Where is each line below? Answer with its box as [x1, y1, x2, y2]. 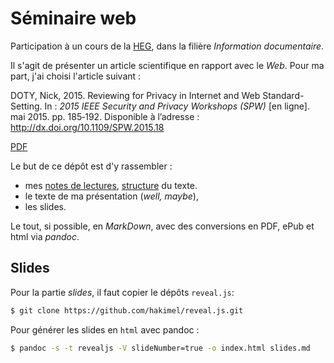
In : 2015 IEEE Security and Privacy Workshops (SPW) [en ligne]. [44, 100, 310, 112]
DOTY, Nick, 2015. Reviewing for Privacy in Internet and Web [10, 89, 261, 101]
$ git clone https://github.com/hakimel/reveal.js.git [10, 305, 244, 316]
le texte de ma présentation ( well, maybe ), [24, 190, 199, 202]
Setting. [10, 100, 43, 112]
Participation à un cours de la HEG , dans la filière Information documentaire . [10, 40, 325, 52]
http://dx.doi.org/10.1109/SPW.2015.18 [10, 121, 165, 133]
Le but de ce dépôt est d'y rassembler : [10, 160, 173, 172]
